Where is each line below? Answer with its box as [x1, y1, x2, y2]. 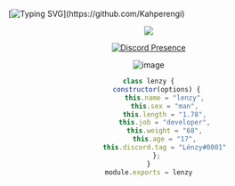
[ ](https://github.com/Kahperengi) [8, 9, 185, 19]
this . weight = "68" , [126, 126, 203, 135]
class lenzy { [122, 77, 175, 85]
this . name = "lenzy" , [125, 93, 206, 102]
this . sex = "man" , [130, 101, 199, 110]
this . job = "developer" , [118, 118, 211, 127]
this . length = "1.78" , [122, 109, 207, 119]
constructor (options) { [112, 85, 201, 93]
